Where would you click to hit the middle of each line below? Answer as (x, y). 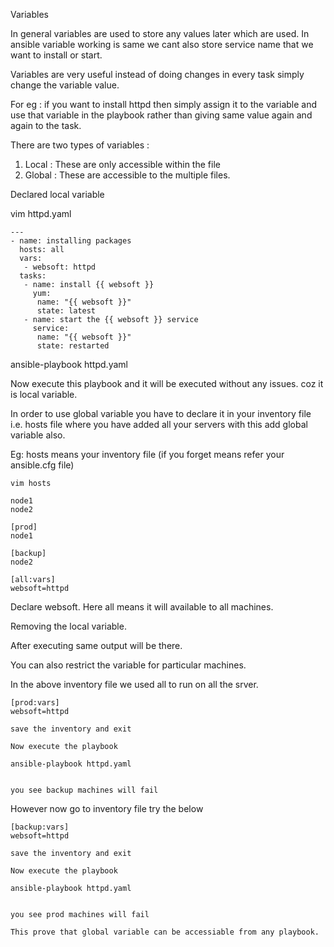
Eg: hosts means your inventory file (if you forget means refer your (147, 454)
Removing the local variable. (68, 626)
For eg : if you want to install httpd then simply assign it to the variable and (164, 104)
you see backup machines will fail (84, 790)
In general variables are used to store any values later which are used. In (160, 33)
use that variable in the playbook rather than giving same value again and (161, 115)
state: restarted (73, 346)
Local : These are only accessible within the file (122, 164)
